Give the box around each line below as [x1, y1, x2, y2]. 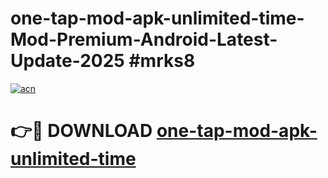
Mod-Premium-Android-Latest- [10, 28, 278, 51]
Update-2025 [10, 50, 125, 72]
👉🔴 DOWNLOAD [10, 120, 153, 142]
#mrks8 [128, 50, 196, 72]
